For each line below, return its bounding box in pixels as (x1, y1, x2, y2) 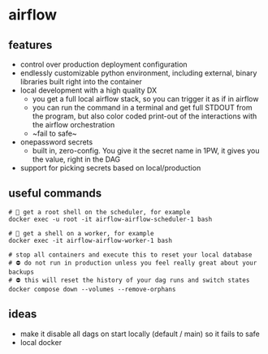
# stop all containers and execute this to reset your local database (8, 250, 253, 259)
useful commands (8, 187, 102, 201)
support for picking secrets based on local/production (19, 163, 201, 172)
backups (8, 268, 35, 276)
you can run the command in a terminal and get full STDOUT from (32, 103, 253, 112)
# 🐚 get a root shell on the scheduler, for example (8, 208, 191, 216)
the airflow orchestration (32, 120, 115, 129)
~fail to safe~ (32, 128, 77, 138)
